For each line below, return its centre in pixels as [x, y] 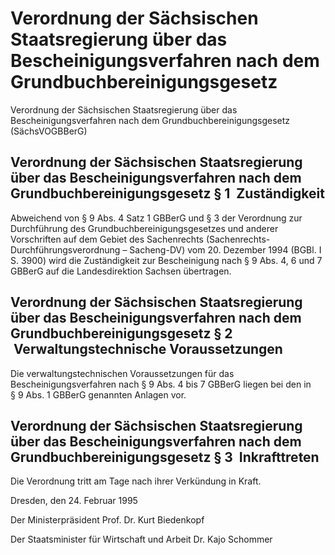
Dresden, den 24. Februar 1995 [74, 501]
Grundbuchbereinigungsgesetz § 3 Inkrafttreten [165, 457]
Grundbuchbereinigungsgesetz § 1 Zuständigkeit [167, 193]
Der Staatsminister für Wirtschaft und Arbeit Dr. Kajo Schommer [141, 539]
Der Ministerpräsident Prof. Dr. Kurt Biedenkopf [107, 520]
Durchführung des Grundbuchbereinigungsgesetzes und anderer [144, 228]
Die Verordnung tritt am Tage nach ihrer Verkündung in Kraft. [136, 481]
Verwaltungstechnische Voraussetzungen [148, 349]
